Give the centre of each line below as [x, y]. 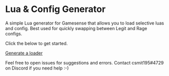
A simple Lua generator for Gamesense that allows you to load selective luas [85, 23]
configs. [14, 33]
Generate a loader [24, 53]
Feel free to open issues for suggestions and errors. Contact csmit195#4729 [84, 62]
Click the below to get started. [37, 43]
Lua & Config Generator [55, 9]
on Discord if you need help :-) [37, 68]
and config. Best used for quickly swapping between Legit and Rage [76, 28]
